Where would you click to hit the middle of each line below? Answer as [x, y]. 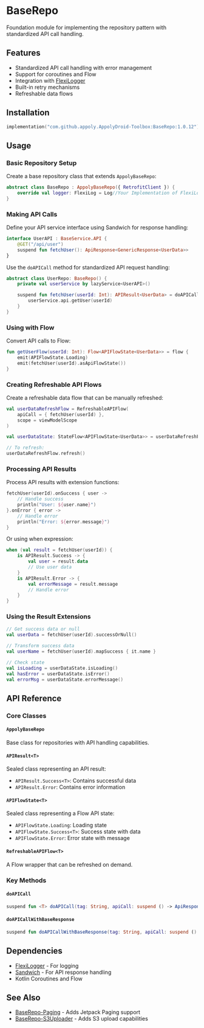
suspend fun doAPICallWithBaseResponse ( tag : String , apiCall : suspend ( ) [102, 932]
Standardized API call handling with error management [83, 68]
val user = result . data [58, 561]
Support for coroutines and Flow [56, 74]
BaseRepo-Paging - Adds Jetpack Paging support [78, 1012]
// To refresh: [25, 448]
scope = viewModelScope [47, 420]
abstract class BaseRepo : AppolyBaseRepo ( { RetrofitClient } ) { [90, 187]
